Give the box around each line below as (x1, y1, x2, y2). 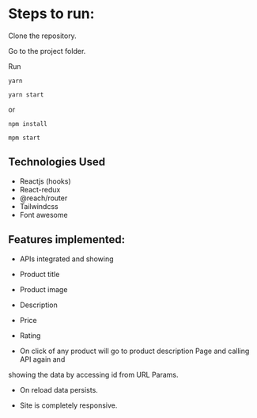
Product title (19, 269, 60, 279)
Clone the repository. (8, 31, 77, 40)
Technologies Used (8, 155, 105, 169)
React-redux (19, 184, 61, 194)
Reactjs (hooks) (19, 176, 71, 186)
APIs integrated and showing (19, 254, 114, 264)
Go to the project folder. (8, 46, 86, 55)
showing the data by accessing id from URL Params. (8, 370, 179, 379)
